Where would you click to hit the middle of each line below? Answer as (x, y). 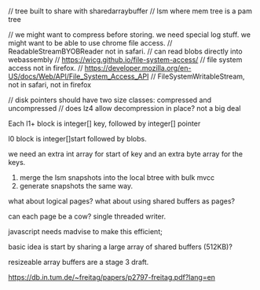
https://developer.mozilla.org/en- (138, 68)
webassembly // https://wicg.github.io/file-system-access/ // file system (125, 60)
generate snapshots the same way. (76, 186)
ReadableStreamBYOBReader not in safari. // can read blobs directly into (125, 51)
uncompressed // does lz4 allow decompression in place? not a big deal (125, 108)
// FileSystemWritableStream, (198, 76)
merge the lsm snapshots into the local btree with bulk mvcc (117, 178)
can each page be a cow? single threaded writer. (87, 217)
